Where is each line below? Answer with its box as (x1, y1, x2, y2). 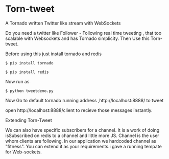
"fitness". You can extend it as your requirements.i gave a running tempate (5, 143, 162, 149)
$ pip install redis (5, 70, 50, 75)
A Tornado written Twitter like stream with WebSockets (5, 20, 121, 26)
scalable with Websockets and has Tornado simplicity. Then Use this (5, 35, 150, 41)
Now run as (5, 78, 30, 84)
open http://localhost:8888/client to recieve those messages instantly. (5, 107, 153, 113)
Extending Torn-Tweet (5, 117, 52, 123)
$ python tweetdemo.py (5, 88, 54, 94)
